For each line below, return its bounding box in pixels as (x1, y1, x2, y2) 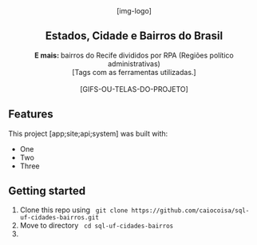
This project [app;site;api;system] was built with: (8, 128, 168, 138)
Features (8, 108, 53, 121)
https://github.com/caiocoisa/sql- (131, 207, 250, 215)
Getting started (8, 184, 86, 198)
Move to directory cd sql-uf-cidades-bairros (19, 221, 174, 231)
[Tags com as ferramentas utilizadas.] (71, 67, 197, 77)
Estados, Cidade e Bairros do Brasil (45, 30, 223, 43)
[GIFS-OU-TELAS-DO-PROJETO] (79, 84, 189, 93)
